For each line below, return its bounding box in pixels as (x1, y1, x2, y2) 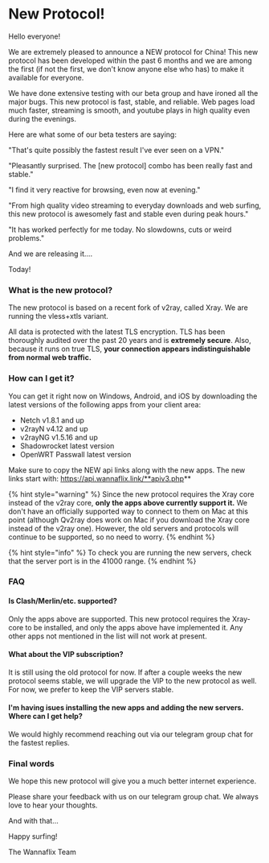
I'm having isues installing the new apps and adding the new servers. (8, 703, 244, 712)
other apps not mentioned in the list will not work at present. (8, 631, 207, 641)
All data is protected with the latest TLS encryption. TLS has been (8, 327, 226, 337)
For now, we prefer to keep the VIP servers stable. (8, 684, 174, 694)
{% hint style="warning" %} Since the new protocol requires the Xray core (8, 489, 255, 499)
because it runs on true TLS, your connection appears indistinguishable (8, 344, 251, 354)
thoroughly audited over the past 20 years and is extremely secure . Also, (8, 336, 251, 345)
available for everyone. (8, 72, 84, 82)
